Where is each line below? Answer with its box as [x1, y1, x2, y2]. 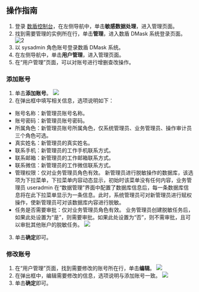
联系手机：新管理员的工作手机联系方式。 [14, 147, 114, 154]
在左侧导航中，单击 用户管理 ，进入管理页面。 [14, 51, 125, 58]
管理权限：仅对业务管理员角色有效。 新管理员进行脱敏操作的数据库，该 [14, 169, 188, 177]
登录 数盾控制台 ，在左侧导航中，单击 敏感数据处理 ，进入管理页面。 [14, 23, 178, 30]
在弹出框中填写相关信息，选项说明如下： [14, 97, 114, 104]
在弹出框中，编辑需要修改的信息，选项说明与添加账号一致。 [14, 272, 161, 280]
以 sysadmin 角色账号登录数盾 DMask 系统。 [14, 43, 124, 51]
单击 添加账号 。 [14, 90, 52, 97]
